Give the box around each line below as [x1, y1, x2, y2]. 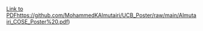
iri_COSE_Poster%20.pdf [6, 18, 68, 25]
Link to [6, 5, 24, 12]
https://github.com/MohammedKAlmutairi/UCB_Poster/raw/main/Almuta [16, 12, 197, 19]
